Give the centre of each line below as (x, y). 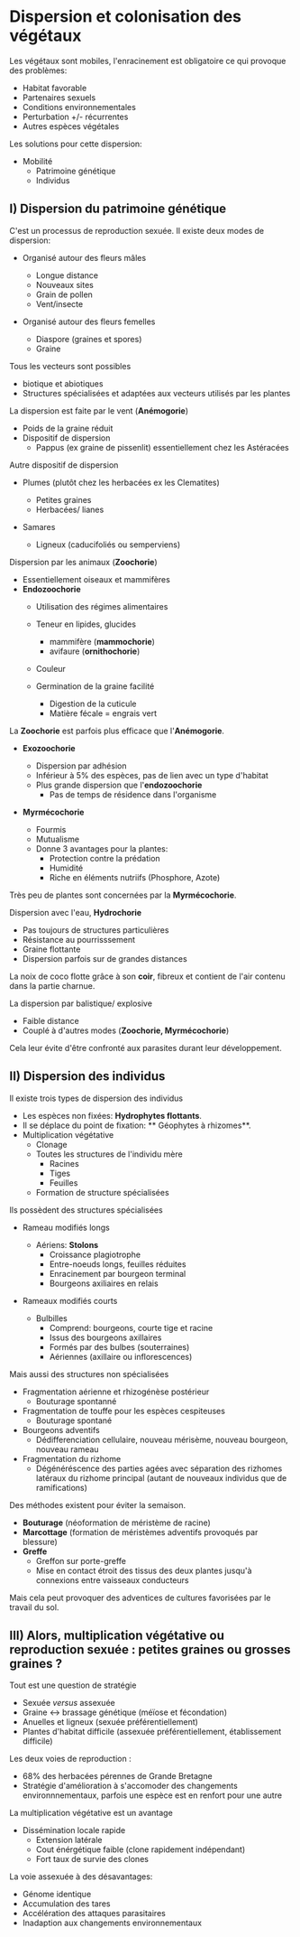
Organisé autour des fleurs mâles (84, 257)
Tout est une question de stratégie (73, 1685)
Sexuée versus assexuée (68, 1703)
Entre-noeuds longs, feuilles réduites (118, 1264)
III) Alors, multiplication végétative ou (117, 1635)
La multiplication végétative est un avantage (91, 1813)
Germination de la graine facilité (95, 686)
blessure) (40, 1541)
